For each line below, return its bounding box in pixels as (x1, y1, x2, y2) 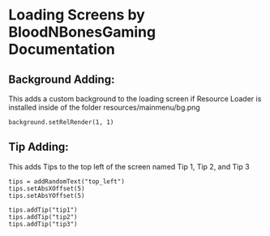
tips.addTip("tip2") (8, 212, 79, 221)
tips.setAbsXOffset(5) (8, 184, 85, 192)
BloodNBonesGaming (8, 23, 156, 41)
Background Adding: (8, 72, 115, 86)
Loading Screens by (8, 6, 146, 24)
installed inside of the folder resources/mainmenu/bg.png (8, 103, 200, 112)
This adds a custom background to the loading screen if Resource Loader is (8, 94, 262, 103)
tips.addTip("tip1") (8, 205, 79, 214)
